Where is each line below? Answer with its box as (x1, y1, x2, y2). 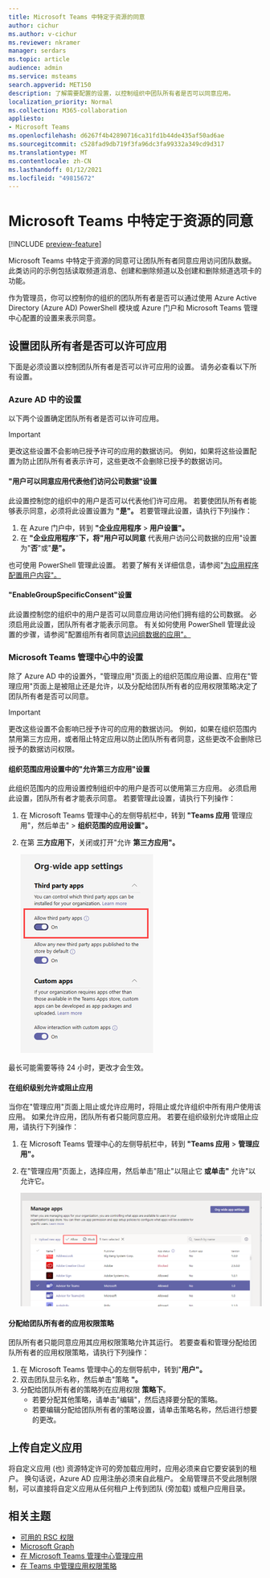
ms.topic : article (8, 55, 70, 64)
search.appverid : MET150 (8, 80, 92, 88)
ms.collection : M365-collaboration (8, 106, 128, 114)
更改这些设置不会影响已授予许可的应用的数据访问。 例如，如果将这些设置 (8, 446, 250, 456)
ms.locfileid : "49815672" (8, 174, 95, 182)
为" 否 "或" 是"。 (19, 543, 70, 552)
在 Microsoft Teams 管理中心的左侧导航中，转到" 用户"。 (19, 1365, 207, 1375)
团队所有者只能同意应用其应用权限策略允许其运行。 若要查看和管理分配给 (8, 1338, 250, 1347)
